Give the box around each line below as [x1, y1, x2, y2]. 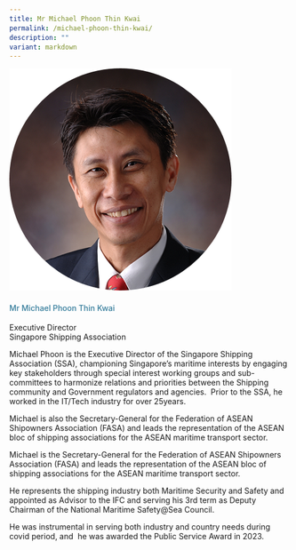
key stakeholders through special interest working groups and [9, 368, 236, 379]
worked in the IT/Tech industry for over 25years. [9, 396, 187, 407]
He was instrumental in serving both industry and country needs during [9, 522, 271, 532]
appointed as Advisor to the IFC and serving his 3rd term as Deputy [9, 495, 257, 506]
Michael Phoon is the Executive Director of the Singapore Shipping [9, 349, 253, 360]
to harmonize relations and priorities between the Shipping [53, 378, 269, 388]
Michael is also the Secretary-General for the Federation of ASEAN [9, 413, 253, 424]
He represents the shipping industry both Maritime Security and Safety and [9, 485, 284, 497]
